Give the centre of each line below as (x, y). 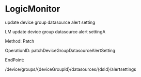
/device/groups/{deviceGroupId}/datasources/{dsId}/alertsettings (71, 69)
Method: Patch (20, 41)
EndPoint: (15, 60)
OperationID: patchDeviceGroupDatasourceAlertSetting (60, 50)
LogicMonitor (33, 9)
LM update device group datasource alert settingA (55, 31)
